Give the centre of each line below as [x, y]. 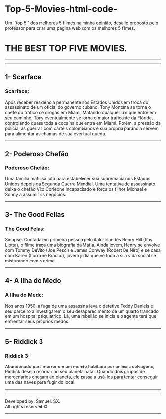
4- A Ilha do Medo [33, 281]
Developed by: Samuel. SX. [33, 401]
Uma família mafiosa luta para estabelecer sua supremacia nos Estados [78, 179]
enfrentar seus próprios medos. [37, 321]
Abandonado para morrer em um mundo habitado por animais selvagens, [80, 367]
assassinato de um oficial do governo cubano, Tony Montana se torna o [78, 107]
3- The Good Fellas [35, 215]
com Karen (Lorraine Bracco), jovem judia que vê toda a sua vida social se [81, 255]
